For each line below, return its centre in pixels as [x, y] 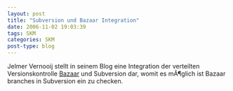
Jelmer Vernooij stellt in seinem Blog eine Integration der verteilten [104, 66]
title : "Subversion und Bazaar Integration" [73, 20]
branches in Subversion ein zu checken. [65, 81]
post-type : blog [31, 46]
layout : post [26, 14]
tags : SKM [22, 33]
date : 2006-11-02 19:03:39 [47, 27]
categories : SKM [31, 40]
